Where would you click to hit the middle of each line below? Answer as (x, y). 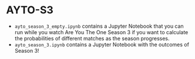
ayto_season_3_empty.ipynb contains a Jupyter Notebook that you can (99, 26)
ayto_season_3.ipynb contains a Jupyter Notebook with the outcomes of (102, 45)
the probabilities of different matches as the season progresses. (92, 38)
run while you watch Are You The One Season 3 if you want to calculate (101, 32)
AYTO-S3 (30, 10)
